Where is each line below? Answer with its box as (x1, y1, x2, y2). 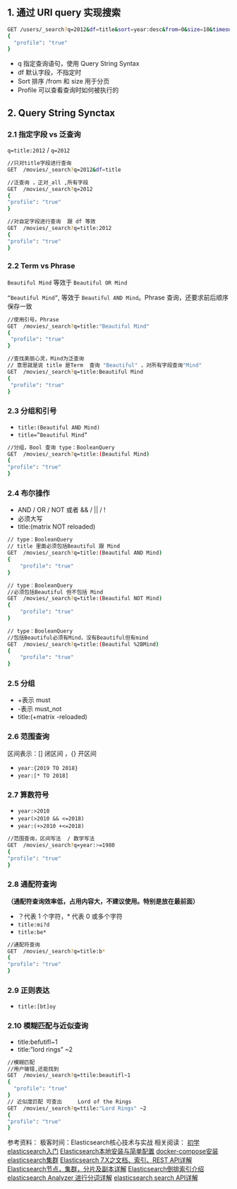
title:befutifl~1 (17, 1038, 58, 1046)
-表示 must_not (17, 705, 62, 713)
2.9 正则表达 (7, 986, 50, 995)
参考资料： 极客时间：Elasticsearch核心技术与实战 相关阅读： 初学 (7, 1138, 200, 1147)
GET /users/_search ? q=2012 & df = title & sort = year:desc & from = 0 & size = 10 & (7, 25, 213, 33)
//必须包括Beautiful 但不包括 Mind (7, 588, 104, 596)
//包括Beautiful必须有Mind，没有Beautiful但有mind (7, 634, 149, 641)
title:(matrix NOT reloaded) (17, 522, 96, 531)
